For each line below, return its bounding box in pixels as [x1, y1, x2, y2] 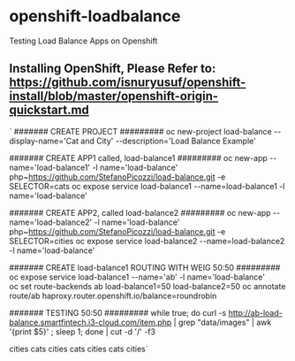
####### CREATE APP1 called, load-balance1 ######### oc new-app [9, 152, 268, 163]
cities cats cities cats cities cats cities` [9, 343, 148, 354]
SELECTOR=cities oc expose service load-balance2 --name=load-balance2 [9, 235, 285, 246]
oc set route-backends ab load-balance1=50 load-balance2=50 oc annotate [9, 280, 286, 291]
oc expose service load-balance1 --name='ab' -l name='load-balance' [9, 272, 265, 282]
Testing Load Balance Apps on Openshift [9, 35, 158, 46]
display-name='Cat [9, 135, 79, 146]
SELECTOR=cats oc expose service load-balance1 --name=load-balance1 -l [9, 180, 285, 191]
